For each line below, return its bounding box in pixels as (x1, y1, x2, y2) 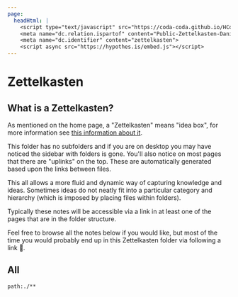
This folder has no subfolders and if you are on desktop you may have (7, 142, 212, 150)
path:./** (7, 283, 37, 290)
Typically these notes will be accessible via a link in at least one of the (7, 207, 212, 215)
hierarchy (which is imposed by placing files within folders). (7, 194, 181, 202)
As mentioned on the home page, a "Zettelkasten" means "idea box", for (7, 121, 218, 129)
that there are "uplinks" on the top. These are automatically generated (7, 157, 212, 165)
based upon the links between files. (7, 164, 111, 173)
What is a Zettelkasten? (7, 102, 114, 114)
